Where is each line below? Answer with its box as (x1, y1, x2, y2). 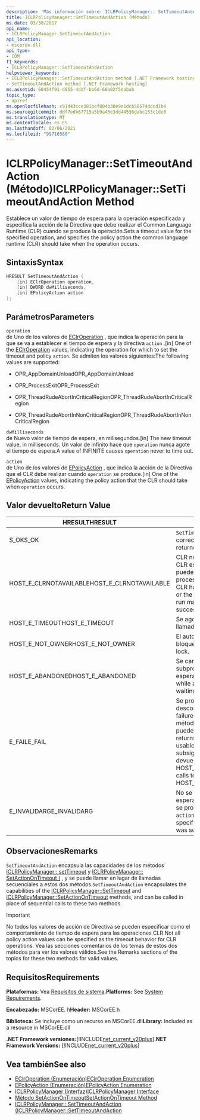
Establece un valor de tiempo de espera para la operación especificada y (6, 215, 186, 222)
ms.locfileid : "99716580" (6, 131, 70, 138)
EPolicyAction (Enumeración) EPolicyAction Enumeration (14, 1082, 152, 1089)
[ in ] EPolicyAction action (17, 290, 84, 296)
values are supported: (6, 358, 60, 365)
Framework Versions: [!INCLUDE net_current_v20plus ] (6, 1042, 140, 1049)
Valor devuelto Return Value (6, 501, 111, 511)
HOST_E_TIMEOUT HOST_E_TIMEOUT (9, 618, 114, 627)
